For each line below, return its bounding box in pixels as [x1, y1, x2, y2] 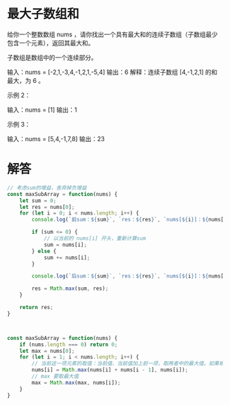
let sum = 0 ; [19, 197, 57, 204]
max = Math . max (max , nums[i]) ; [31, 379, 121, 386]
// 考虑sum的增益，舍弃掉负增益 [7, 184, 87, 191]
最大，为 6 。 [7, 76, 44, 84]
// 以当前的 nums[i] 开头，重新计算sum [43, 235, 146, 242]
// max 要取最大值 [31, 373, 79, 380]
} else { [31, 247, 57, 254]
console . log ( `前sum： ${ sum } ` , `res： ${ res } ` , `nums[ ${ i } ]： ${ [31, 217, 209, 223]
